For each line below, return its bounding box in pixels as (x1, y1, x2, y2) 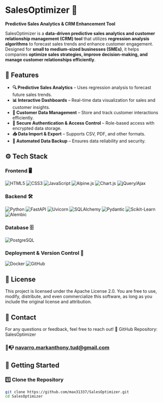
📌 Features (5, 71, 39, 80)
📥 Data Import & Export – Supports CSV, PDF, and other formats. (12, 131, 146, 136)
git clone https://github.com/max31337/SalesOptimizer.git (5, 389, 129, 395)
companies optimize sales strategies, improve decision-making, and (5, 51, 148, 57)
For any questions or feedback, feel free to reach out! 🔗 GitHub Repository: (5, 326, 158, 332)
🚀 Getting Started (5, 361, 60, 370)
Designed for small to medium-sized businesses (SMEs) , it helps (5, 46, 139, 52)
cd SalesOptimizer (5, 394, 43, 399)
